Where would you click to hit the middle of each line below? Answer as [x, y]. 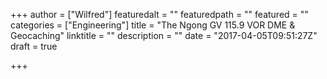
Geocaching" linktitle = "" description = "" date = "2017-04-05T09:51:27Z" [164, 35]
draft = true [34, 46]
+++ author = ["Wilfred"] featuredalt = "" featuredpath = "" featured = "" [159, 14]
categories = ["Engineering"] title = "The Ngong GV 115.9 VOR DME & [153, 25]
